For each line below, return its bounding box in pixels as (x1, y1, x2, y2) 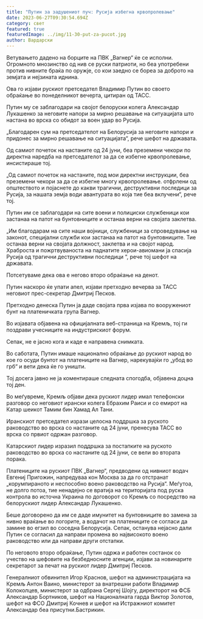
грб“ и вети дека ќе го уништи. (6, 363, 86, 370)
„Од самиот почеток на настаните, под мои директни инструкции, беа (6, 171, 190, 179)
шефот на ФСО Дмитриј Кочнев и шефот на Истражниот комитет (6, 600, 176, 607)
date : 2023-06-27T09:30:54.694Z (6, 15, 88, 21)
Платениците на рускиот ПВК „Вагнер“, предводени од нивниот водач (6, 467, 188, 474)
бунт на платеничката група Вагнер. (6, 308, 100, 315)
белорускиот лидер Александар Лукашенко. (6, 500, 123, 506)
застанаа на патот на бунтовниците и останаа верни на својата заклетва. (6, 216, 196, 222)
